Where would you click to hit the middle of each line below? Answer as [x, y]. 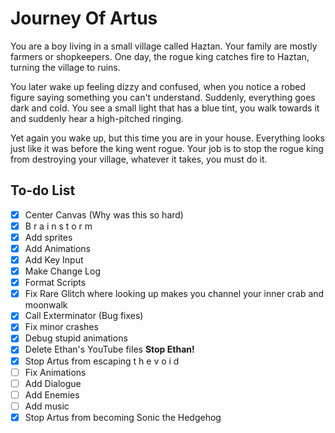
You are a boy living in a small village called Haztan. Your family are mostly [164, 46]
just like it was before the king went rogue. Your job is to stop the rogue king [167, 148]
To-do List [43, 190]
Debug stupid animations [76, 338]
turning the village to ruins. [65, 67]
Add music [47, 406]
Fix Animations [55, 372]
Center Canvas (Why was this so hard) [104, 214]
